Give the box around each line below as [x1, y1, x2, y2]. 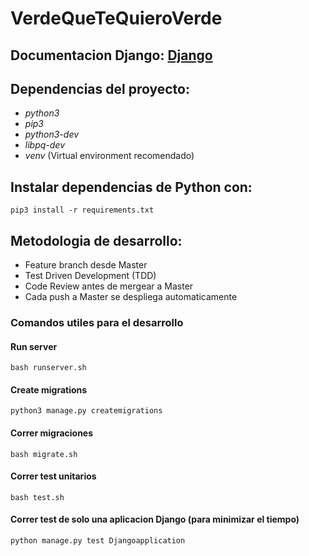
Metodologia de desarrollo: [10, 232, 183, 249]
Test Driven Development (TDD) [24, 270, 157, 282]
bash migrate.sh [10, 449, 78, 459]
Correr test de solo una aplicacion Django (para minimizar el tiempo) [10, 513, 300, 526]
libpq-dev [24, 139, 66, 151]
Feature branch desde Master [24, 259, 148, 271]
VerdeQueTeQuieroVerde [10, 7, 223, 30]
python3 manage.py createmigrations [10, 406, 163, 416]
